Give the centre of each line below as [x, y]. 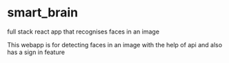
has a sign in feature [36, 52]
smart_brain [42, 13]
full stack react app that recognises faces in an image [83, 32]
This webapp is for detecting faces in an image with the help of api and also [115, 45]
